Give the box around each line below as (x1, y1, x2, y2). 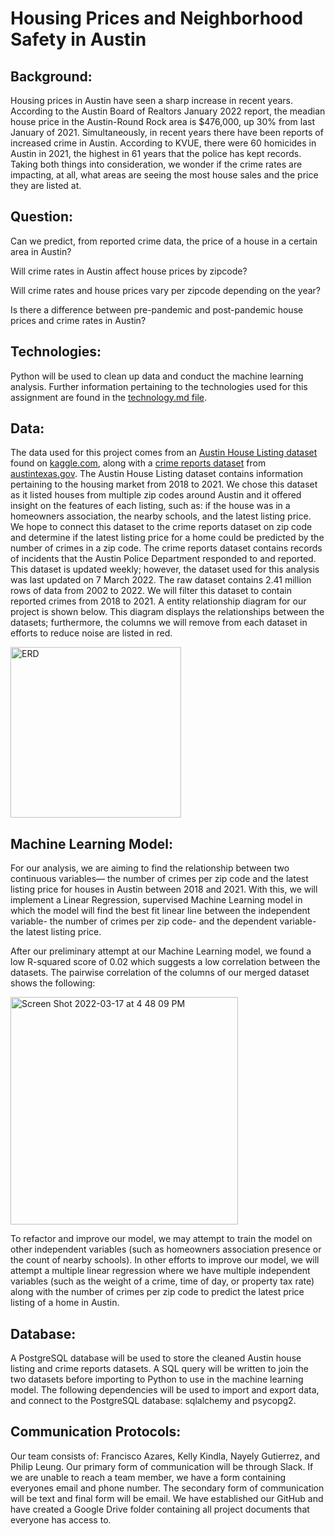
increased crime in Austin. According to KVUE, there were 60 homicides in (10, 137, 317, 149)
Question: (10, 208, 74, 226)
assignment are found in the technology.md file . (10, 391, 208, 403)
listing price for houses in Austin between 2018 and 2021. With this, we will (10, 883, 318, 896)
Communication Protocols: (10, 1423, 182, 1441)
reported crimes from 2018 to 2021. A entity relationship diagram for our (10, 595, 307, 607)
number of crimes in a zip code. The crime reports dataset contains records (10, 542, 323, 554)
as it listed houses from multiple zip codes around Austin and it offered (10, 489, 302, 501)
